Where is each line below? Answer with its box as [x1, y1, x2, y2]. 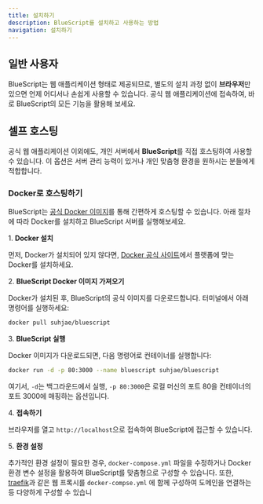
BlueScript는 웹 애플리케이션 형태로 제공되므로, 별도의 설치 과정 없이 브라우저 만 [8, 79, 251, 89]
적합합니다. [8, 166, 42, 175]
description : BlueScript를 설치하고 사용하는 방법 [8, 19, 159, 27]
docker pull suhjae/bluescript [8, 319, 111, 327]
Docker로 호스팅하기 [8, 188, 83, 199]
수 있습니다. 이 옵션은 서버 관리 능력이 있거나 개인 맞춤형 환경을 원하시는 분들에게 [8, 156, 255, 166]
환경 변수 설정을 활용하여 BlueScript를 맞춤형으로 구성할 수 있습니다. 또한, [8, 468, 234, 477]
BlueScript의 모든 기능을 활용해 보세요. [16, 99, 136, 108]
